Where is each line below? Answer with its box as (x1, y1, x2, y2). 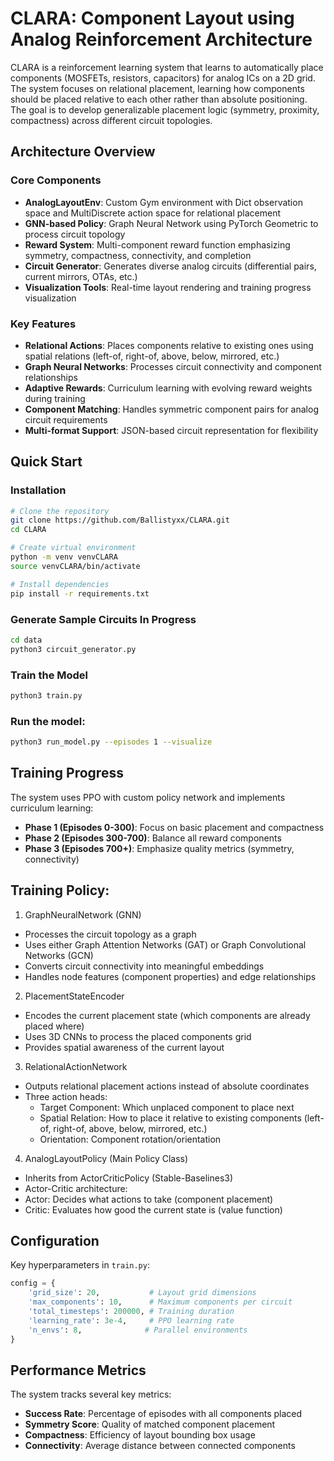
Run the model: (10, 714, 86, 728)
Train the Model (10, 668, 89, 682)
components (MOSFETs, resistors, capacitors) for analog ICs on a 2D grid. (10, 72, 316, 84)
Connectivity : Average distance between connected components (24, 1440, 296, 1452)
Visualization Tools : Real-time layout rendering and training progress (24, 281, 312, 293)
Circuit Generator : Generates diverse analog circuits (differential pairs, (24, 260, 317, 272)
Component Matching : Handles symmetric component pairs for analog (24, 403, 319, 415)
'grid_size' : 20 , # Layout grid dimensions (28, 1288, 257, 1298)
